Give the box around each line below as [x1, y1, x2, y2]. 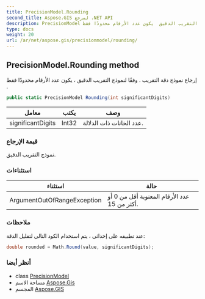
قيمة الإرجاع [6, 137, 38, 146]
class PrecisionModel [15, 272, 69, 279]
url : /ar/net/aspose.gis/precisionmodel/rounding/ [6, 37, 138, 43]
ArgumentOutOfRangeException [9, 196, 102, 205]
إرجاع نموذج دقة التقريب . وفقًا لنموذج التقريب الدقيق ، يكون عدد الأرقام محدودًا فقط [6, 76, 197, 83]
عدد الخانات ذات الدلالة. [82, 119, 143, 127]
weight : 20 [6, 32, 34, 38]
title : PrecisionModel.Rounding [6, 9, 88, 15]
